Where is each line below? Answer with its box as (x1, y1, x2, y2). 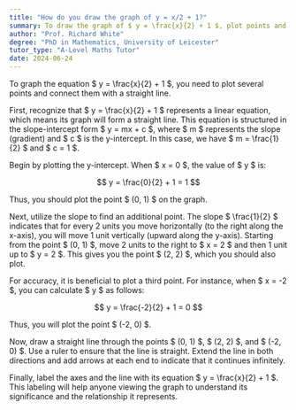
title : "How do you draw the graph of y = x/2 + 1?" (9, 12, 208, 22)
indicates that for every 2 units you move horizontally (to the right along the (9, 220, 284, 231)
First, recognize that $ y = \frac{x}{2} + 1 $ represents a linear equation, (9, 105, 271, 115)
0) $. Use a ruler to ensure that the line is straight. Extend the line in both (9, 346, 274, 356)
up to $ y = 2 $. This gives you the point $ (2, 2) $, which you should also (9, 249, 277, 259)
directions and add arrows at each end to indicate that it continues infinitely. (9, 355, 285, 366)
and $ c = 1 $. (29, 143, 80, 153)
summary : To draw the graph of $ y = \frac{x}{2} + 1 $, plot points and (9, 21, 287, 30)
